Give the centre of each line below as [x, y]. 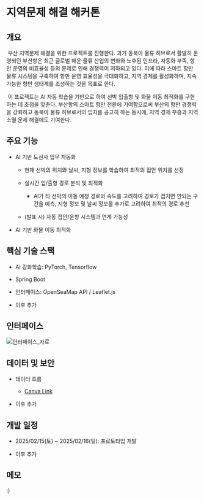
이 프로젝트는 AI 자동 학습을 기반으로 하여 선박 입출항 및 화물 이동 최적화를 [96, 97]
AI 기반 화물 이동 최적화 [43, 229]
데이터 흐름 [28, 379]
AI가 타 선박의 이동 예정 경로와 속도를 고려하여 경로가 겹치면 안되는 [112, 196]
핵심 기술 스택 [31, 251]
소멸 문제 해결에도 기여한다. [39, 120]
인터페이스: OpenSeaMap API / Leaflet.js [65, 291]
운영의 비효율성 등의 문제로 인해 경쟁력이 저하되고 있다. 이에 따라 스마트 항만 [103, 68]
